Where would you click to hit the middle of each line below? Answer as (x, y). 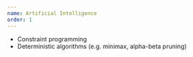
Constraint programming (52, 39)
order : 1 (20, 20)
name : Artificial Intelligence (52, 13)
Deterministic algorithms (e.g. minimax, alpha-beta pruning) (102, 46)
